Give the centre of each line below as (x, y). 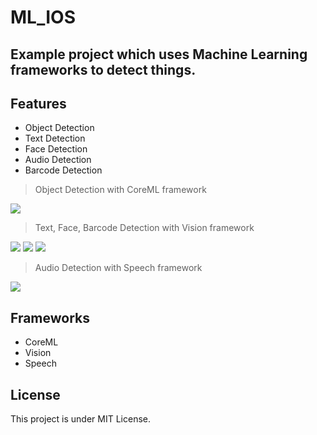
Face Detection (56, 149)
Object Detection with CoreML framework (120, 190)
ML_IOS (43, 17)
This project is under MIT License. (81, 419)
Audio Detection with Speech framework (118, 268)
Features (38, 103)
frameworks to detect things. (103, 69)
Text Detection (55, 138)
